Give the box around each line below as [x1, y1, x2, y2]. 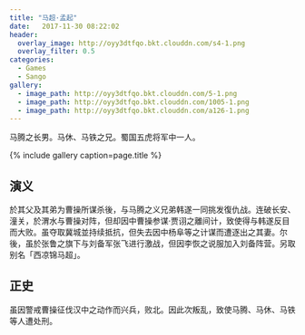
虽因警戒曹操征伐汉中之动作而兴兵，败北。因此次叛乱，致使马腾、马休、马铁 [9, 304, 296, 315]
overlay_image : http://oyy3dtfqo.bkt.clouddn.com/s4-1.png [17, 38, 246, 48]
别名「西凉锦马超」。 [9, 250, 85, 261]
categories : [9, 55, 54, 64]
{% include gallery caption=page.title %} [9, 150, 162, 161]
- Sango [17, 72, 47, 81]
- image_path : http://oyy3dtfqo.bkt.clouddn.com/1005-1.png [17, 97, 250, 107]
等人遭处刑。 [9, 315, 57, 326]
